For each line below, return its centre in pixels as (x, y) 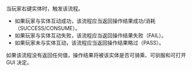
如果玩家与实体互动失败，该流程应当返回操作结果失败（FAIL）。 (91, 35)
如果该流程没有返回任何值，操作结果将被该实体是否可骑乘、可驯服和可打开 (96, 55)
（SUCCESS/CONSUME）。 (48, 28)
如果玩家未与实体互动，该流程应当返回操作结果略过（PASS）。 (89, 43)
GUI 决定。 (19, 62)
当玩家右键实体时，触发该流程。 (45, 8)
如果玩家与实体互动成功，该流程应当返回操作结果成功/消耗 (85, 21)
